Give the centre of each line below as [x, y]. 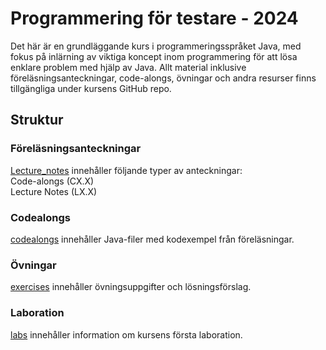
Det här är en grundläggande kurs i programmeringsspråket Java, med [156, 46]
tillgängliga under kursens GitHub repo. [91, 88]
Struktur [37, 120]
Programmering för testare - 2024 [154, 18]
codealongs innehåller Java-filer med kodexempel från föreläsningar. [152, 239]
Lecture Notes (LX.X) [54, 191]
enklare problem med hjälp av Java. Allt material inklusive [128, 67]
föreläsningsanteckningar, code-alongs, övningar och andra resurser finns [163, 78]
